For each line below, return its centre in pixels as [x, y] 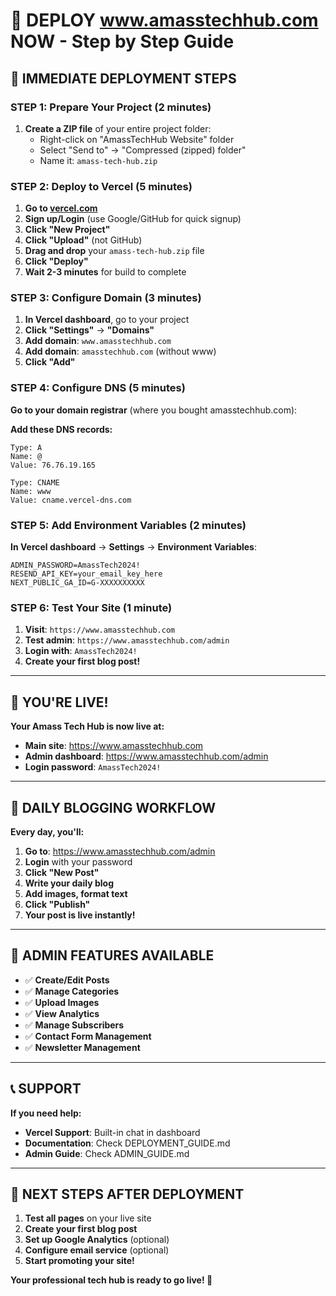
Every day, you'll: [47, 831]
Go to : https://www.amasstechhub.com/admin [120, 851]
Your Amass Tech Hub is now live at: [87, 726]
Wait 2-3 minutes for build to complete [105, 272]
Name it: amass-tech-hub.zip [98, 160]
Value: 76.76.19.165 [53, 465]
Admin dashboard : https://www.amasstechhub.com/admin [146, 756]
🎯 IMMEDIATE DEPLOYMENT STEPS [123, 78]
